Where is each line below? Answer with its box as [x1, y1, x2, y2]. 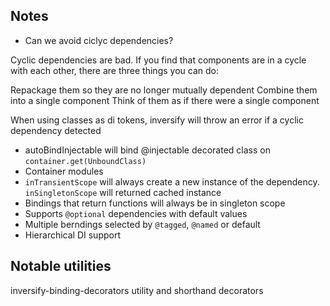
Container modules [24, 165, 104, 177]
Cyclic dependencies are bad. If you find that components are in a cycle [10, 54, 307, 66]
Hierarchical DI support [24, 229, 121, 241]
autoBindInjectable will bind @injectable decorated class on [24, 144, 271, 156]
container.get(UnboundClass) [24, 156, 147, 166]
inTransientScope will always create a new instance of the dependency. [24, 175, 320, 188]
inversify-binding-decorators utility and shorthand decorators [10, 284, 264, 296]
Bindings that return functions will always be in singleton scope [24, 197, 286, 209]
